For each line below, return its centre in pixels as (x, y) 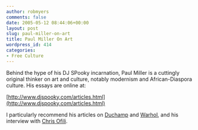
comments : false (26, 17)
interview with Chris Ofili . (37, 121)
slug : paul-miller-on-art (38, 34)
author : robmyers (28, 12)
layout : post (22, 28)
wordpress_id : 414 (29, 45)
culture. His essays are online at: (46, 85)
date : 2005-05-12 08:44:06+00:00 (48, 23)
